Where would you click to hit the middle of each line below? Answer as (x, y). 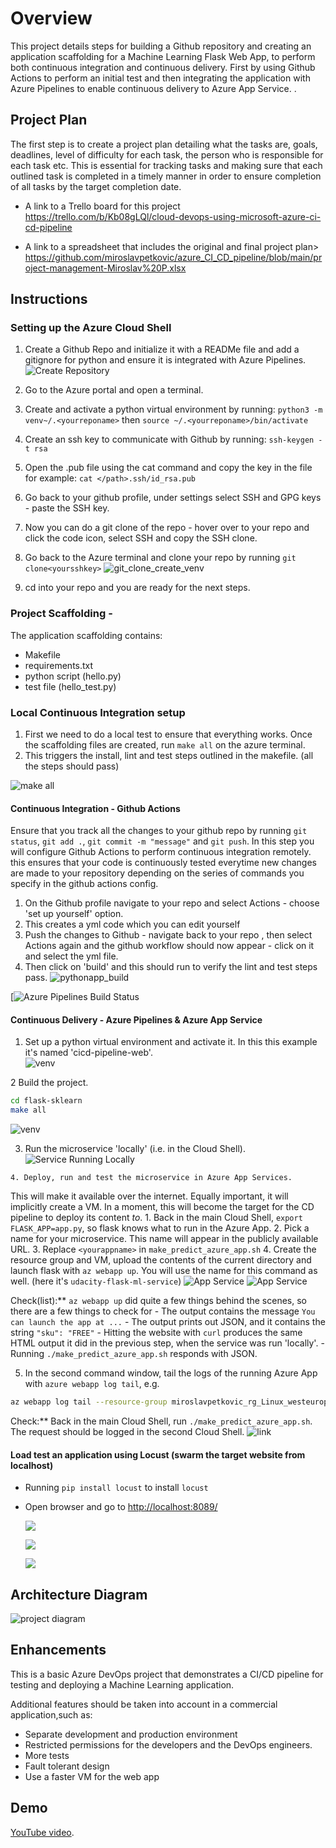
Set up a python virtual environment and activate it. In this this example (171, 1042)
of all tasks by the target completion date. (96, 186)
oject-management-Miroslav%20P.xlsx (105, 268)
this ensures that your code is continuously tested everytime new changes (163, 863)
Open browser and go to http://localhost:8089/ (121, 1507)
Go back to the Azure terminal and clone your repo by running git (160, 558)
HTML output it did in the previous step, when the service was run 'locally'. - (167, 1343)
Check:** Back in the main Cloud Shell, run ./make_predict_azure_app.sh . (161, 1421)
